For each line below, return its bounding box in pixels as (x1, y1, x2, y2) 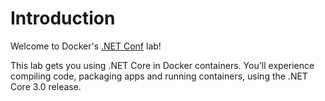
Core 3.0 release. (10, 80, 82, 92)
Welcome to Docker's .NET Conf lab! (10, 40, 162, 52)
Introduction (10, 7, 116, 30)
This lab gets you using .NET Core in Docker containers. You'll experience (10, 59, 315, 71)
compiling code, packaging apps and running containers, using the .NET (10, 70, 308, 82)
